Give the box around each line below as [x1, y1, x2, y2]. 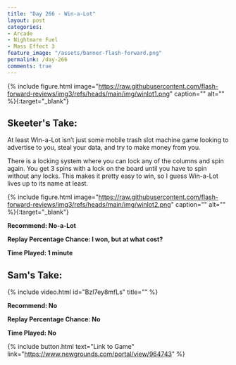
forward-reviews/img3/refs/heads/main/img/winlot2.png [7, 200, 171, 209]
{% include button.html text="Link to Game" [7, 342, 135, 351]
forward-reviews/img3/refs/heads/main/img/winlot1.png [7, 89, 170, 98]
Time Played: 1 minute [7, 249, 73, 257]
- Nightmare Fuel [7, 37, 58, 44]
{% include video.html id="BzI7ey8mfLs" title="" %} [7, 288, 159, 296]
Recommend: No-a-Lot [7, 222, 76, 230]
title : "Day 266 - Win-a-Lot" [7, 10, 97, 18]
